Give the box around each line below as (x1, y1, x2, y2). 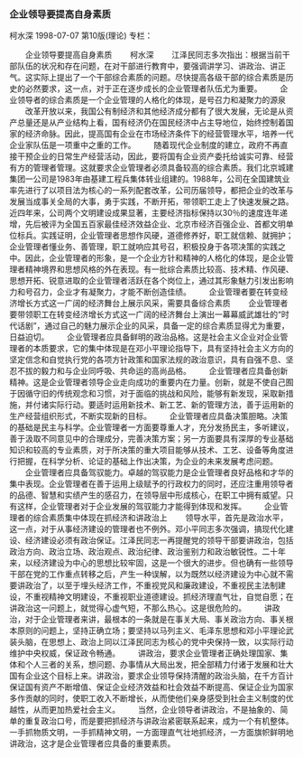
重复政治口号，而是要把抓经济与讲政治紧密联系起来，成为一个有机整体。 (24, 715, 294, 726)
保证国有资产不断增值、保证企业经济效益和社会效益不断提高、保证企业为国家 (9, 682, 294, 693)
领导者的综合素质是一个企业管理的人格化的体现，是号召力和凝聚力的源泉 (16, 95, 286, 106)
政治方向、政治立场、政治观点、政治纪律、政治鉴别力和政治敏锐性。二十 (9, 547, 278, 557)
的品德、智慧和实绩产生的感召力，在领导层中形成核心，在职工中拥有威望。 (9, 490, 286, 500)
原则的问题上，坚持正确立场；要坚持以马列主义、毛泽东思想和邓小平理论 (16, 625, 286, 636)
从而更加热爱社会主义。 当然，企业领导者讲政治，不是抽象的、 (32, 705, 280, 715)
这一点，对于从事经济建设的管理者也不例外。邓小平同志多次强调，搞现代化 (9, 524, 286, 535)
